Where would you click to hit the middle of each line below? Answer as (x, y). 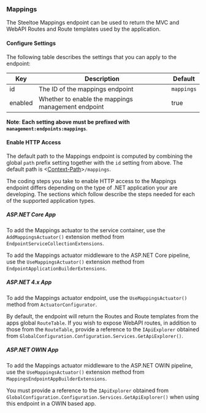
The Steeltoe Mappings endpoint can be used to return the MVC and (93, 23)
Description (102, 79)
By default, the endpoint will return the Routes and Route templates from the (102, 316)
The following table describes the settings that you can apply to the (91, 57)
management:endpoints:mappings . (47, 128)
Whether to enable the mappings (86, 99)
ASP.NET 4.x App (29, 282)
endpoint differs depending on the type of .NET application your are (92, 187)
